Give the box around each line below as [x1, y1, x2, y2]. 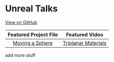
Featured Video [66, 31, 104, 38]
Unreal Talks [5, 3, 58, 14]
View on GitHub [5, 19, 37, 25]
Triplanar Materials [63, 39, 107, 46]
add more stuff [5, 52, 36, 58]
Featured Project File [7, 31, 58, 38]
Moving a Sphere [12, 39, 53, 46]
